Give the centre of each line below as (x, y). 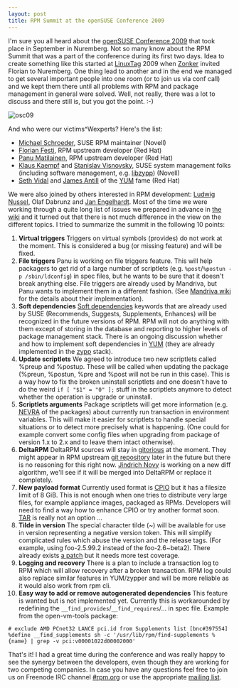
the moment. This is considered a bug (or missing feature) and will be (120, 245)
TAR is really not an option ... (60, 517)
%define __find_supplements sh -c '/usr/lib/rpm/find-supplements (108, 635)
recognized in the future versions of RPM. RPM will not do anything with (124, 321)
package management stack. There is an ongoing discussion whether (121, 336)
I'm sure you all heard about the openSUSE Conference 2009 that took (112, 41)
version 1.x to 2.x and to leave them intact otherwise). (96, 442)
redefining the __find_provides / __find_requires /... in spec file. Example (124, 608)
